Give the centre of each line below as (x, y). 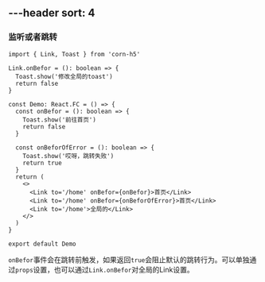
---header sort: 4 (52, 13)
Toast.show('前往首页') (60, 120)
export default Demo (43, 244)
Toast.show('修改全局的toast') (64, 76)
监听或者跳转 (33, 37)
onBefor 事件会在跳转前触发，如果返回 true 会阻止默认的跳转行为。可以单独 (129, 259)
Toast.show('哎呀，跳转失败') (68, 156)
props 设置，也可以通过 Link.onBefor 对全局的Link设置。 (105, 269)
